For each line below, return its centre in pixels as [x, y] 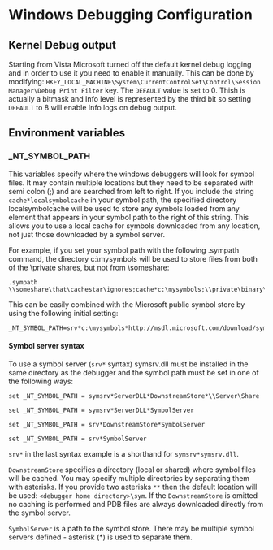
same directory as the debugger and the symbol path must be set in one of [134, 372]
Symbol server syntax [46, 346]
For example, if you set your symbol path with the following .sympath [124, 250]
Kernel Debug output [62, 45]
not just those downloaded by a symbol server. [87, 234]
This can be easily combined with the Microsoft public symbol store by [127, 304]
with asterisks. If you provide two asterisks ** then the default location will [133, 487]
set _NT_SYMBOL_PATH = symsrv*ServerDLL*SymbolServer [102, 410]
